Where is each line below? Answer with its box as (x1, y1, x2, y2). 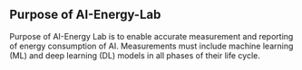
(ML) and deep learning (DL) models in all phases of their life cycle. (9, 49, 260, 61)
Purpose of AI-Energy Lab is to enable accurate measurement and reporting (9, 31, 294, 41)
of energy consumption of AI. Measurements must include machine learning (9, 40, 294, 51)
